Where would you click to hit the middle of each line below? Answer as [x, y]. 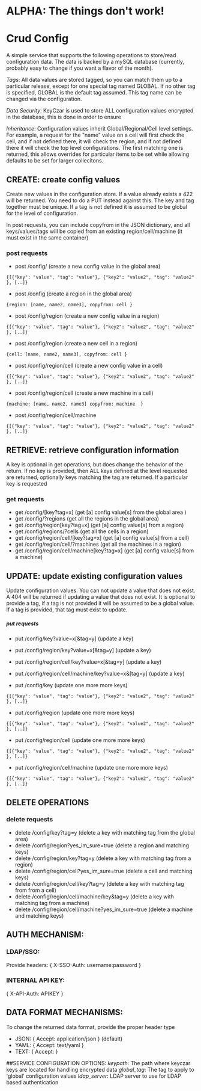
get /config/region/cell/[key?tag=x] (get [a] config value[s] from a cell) [102, 538]
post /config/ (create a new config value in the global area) [88, 267]
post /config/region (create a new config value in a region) [87, 316]
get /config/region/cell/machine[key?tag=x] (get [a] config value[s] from [104, 551]
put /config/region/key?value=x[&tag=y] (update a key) [83, 651]
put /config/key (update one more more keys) [71, 685]
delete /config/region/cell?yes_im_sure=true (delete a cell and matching [104, 871]
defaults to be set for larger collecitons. [55, 161]
